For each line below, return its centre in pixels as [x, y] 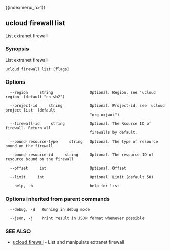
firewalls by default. [114, 133]
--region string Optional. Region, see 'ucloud [83, 93]
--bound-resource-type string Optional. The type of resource [84, 142]
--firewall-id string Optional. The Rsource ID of [81, 124]
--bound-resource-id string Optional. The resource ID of [82, 155]
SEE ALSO [18, 231]
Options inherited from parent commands [58, 199]
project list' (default [31, 110]
